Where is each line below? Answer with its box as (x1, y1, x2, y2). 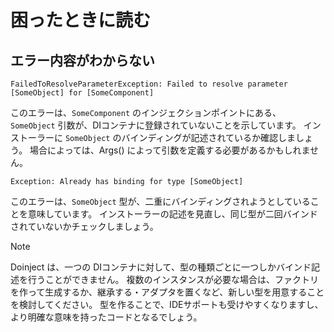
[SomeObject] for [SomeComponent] (10, 88, 155, 98)
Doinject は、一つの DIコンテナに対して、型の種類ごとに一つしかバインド (10, 261, 312, 273)
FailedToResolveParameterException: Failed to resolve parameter (10, 79, 288, 89)
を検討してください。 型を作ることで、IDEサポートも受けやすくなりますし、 (10, 299, 324, 310)
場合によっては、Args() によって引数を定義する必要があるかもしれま (29, 144, 310, 156)
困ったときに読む (10, 9, 152, 32)
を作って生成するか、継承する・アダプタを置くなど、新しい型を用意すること (10, 286, 325, 298)
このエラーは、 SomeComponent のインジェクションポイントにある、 (10, 107, 282, 118)
